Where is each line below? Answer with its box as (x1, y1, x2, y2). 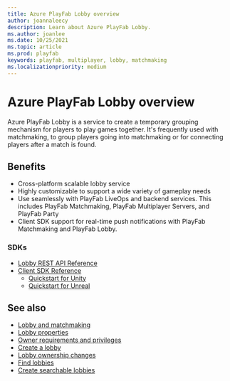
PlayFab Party (17, 210, 59, 218)
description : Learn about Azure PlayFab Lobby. (7, 23, 152, 31)
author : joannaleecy (7, 17, 69, 24)
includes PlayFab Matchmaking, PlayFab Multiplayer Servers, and (17, 202, 210, 210)
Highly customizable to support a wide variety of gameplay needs (17, 187, 211, 195)
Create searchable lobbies (17, 366, 95, 375)
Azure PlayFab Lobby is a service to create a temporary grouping (7, 117, 199, 126)
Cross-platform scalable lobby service (17, 179, 130, 188)
